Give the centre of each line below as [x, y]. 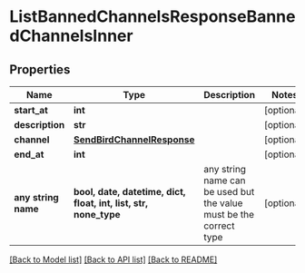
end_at [29, 154]
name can [225, 180]
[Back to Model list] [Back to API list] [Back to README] [113, 259]
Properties [40, 69]
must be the [229, 214]
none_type [97, 214]
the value [223, 203]
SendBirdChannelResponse [134, 140]
